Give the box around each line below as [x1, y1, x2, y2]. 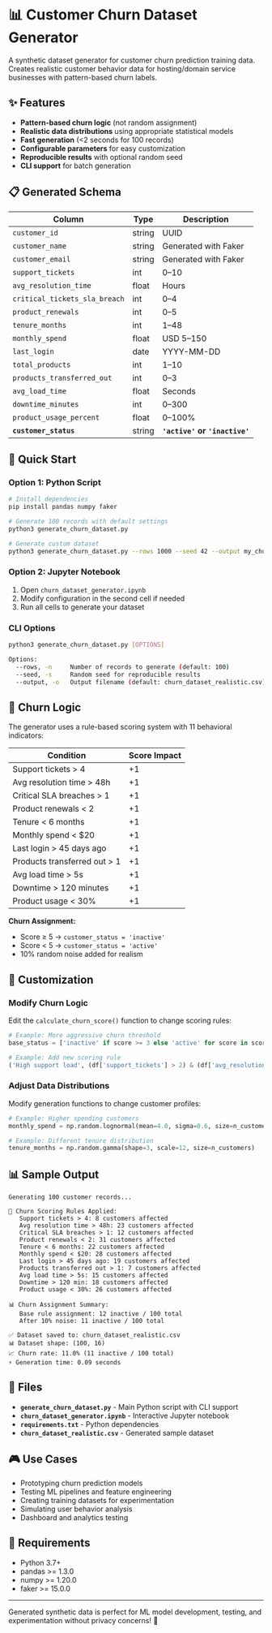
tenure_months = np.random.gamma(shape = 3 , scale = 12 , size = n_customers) [8, 1144, 255, 1153]
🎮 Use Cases [8, 1453, 79, 1467]
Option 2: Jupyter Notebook [8, 567, 121, 578]
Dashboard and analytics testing [19, 1512, 129, 1522]
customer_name [12, 241, 67, 251]
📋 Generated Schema [8, 185, 121, 199]
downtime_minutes [12, 399, 79, 409]
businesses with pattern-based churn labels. [8, 72, 158, 82]
